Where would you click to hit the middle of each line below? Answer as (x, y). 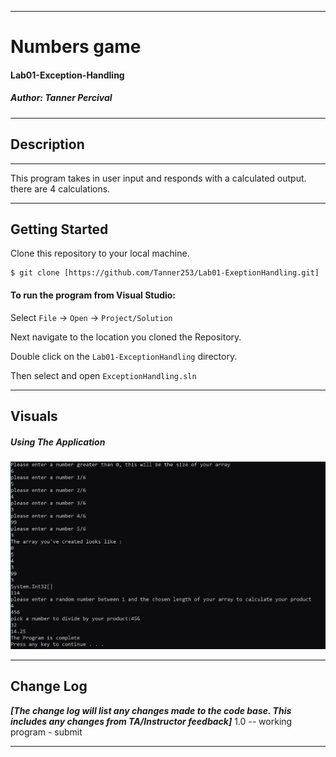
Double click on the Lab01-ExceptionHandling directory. (124, 356)
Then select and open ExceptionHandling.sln (103, 375)
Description (47, 144)
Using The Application (58, 442)
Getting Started (59, 229)
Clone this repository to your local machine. (100, 253)
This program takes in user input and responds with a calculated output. (158, 178)
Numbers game (76, 47)
